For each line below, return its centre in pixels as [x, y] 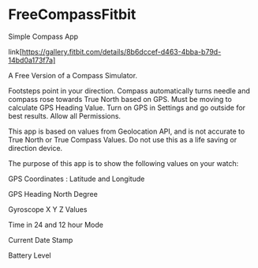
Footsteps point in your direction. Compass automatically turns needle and [129, 91]
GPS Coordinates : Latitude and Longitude [77, 179]
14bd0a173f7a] [32, 60]
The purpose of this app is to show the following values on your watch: [123, 163]
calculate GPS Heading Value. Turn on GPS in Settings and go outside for [127, 108]
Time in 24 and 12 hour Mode [56, 225]
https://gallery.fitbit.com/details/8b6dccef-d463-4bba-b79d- [122, 51]
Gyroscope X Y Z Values [48, 209]
